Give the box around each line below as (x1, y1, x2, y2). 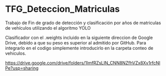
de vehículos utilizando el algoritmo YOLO (5, 25, 91, 31)
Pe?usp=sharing (5, 65, 39, 71)
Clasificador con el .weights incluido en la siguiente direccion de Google (5, 35, 153, 40)
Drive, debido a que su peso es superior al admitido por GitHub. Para (5, 39, 147, 45)
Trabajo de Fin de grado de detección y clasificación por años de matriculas (5, 20, 162, 26)
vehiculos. (5, 50, 26, 56)
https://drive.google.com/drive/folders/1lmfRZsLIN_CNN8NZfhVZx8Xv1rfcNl (5, 60, 161, 66)
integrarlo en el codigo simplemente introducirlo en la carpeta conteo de (5, 45, 154, 51)
